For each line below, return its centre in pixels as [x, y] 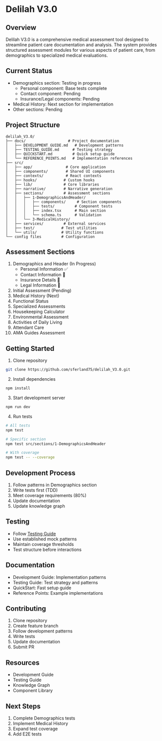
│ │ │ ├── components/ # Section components [64, 202]
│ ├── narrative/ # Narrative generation [59, 189]
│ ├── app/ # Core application [56, 167]
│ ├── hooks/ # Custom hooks [50, 180]
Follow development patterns [42, 631]
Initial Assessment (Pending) [42, 291]
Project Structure [33, 125]
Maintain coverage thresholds [43, 544]
